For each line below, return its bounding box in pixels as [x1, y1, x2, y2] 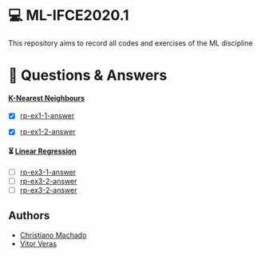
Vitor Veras [19, 238, 57, 248]
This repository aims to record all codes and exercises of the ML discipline [8, 38, 253, 48]
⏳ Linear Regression [8, 146, 77, 156]
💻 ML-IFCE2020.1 [8, 6, 129, 25]
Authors [8, 209, 50, 222]
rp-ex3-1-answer [19, 167, 77, 177]
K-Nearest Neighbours [8, 93, 85, 102]
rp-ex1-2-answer [19, 127, 76, 137]
